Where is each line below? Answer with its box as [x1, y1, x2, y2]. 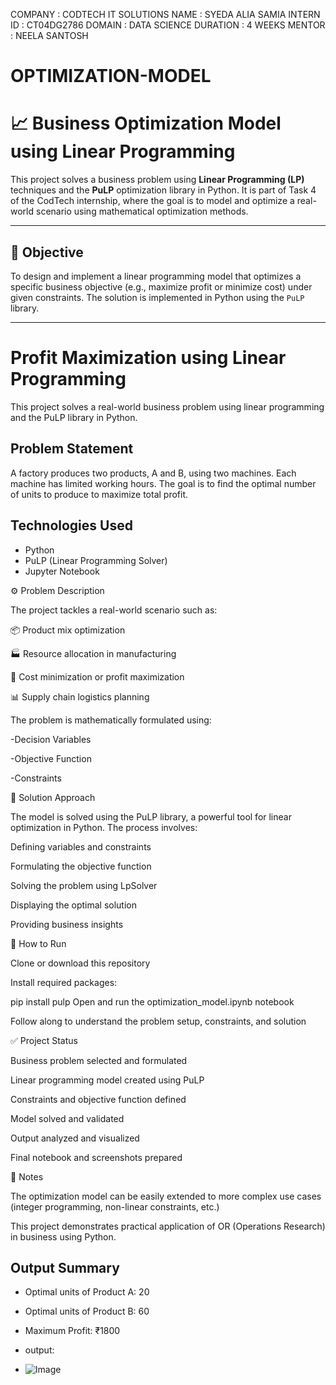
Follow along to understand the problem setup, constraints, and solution [10, 1015, 307, 1027]
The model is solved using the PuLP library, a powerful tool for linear [10, 810, 292, 823]
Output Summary [10, 1259, 120, 1276]
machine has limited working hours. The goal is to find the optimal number [10, 477, 317, 489]
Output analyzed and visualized [10, 1132, 140, 1144]
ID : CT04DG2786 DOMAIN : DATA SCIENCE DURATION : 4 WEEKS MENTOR [10, 19, 326, 31]
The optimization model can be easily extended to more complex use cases [10, 1190, 322, 1202]
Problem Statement [10, 440, 134, 458]
